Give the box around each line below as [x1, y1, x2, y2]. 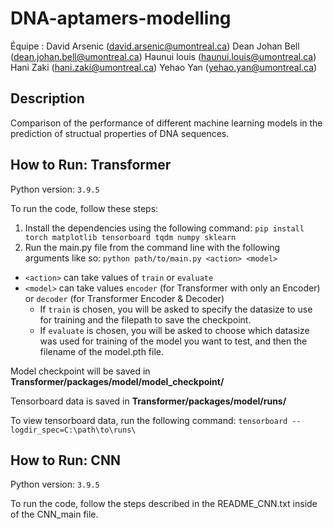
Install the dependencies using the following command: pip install [24, 222, 305, 234]
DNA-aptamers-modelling [10, 7, 232, 30]
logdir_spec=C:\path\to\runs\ [10, 425, 137, 435]
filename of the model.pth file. [39, 345, 165, 357]
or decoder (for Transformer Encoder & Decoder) [24, 292, 225, 304]
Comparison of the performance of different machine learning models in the [10, 117, 323, 129]
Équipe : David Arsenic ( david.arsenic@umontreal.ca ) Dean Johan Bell [10, 40, 300, 52]
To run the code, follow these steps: [10, 202, 159, 214]
